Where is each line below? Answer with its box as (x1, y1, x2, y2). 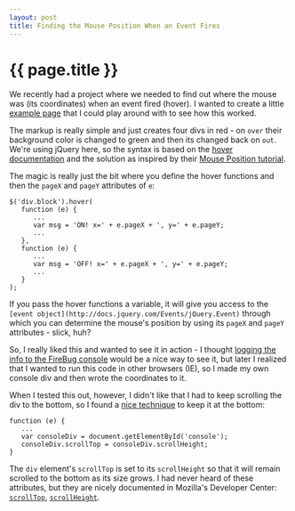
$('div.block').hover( (9, 198, 93, 207)
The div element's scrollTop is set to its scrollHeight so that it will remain (9, 464, 281, 474)
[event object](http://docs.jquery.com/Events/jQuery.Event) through (9, 308, 271, 319)
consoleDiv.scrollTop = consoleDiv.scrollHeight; (20, 440, 209, 450)
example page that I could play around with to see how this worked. (9, 108, 257, 118)
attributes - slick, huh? (9, 327, 92, 338)
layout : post (9, 12, 58, 22)
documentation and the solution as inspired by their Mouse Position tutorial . (9, 153, 286, 165)
